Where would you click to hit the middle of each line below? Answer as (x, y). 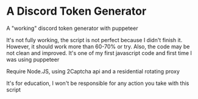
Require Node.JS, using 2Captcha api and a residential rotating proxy (93, 71)
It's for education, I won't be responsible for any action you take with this (98, 83)
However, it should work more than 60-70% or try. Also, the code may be (98, 46)
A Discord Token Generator (76, 11)
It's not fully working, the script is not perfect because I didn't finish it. (94, 40)
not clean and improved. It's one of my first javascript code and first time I (99, 53)
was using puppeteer (33, 59)
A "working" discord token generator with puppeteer (72, 28)
